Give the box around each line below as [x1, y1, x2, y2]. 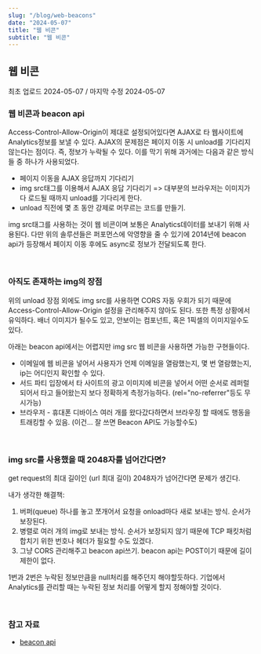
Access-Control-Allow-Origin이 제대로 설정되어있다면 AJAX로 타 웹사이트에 [8, 127, 244, 137]
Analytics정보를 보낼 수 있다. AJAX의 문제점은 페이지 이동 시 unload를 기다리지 [8, 137, 251, 147]
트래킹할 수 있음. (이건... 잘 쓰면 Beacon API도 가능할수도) [19, 417, 198, 426]
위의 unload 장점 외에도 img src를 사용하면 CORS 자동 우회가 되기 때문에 [8, 295, 232, 305]
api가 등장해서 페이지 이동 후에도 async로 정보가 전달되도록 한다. [8, 239, 206, 249]
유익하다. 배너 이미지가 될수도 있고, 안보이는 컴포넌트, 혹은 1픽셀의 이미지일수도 [8, 315, 249, 324]
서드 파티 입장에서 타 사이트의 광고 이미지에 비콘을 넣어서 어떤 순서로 [19, 378, 229, 387]
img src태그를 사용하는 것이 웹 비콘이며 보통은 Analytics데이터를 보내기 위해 [8, 220, 241, 229]
